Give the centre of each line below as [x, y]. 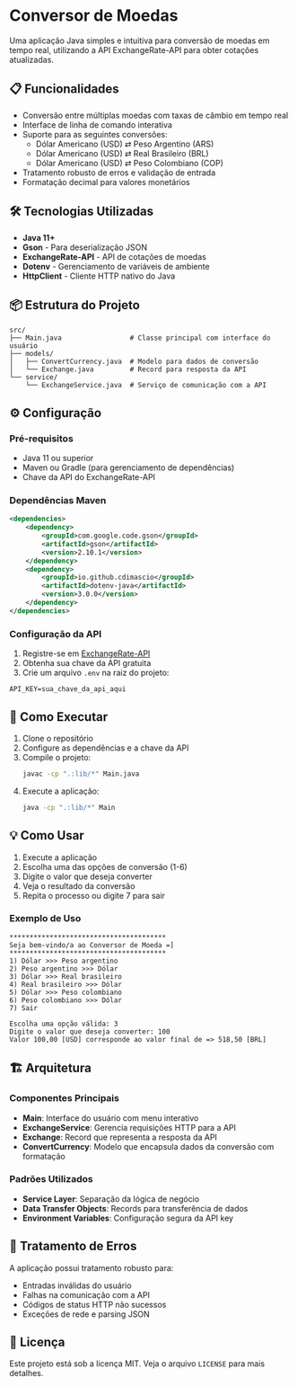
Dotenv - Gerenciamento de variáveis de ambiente [116, 266]
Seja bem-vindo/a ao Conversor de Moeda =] [92, 945]
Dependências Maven [58, 500]
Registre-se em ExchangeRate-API [86, 653]
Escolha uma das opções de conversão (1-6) [105, 866]
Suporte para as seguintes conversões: [95, 134]
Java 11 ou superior [58, 458]
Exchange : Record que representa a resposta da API [120, 1137]
